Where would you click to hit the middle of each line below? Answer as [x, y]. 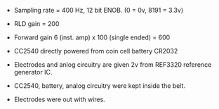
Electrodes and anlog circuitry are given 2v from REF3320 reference [113, 65]
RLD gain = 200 [36, 24]
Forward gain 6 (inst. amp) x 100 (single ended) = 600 [92, 37]
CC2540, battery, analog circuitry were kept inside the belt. [100, 86]
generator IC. [33, 72]
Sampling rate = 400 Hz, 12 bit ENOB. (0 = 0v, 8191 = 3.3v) [99, 10]
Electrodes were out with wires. [59, 99]
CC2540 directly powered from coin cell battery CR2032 [96, 51]
